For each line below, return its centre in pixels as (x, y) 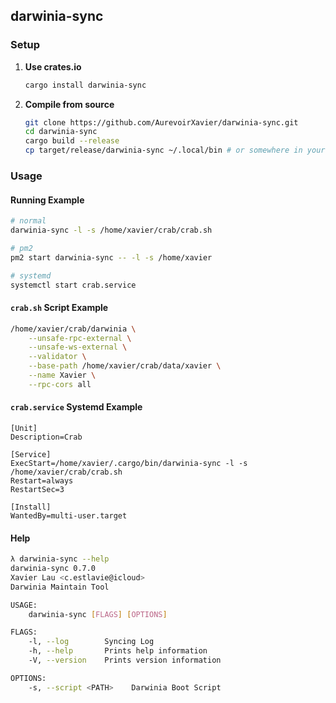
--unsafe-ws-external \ (78, 347)
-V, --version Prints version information (125, 660)
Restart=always (42, 480)
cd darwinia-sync (61, 132)
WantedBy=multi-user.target (69, 515)
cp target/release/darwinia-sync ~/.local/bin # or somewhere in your (175, 150)
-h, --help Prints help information (118, 651)
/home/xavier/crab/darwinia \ (73, 329)
